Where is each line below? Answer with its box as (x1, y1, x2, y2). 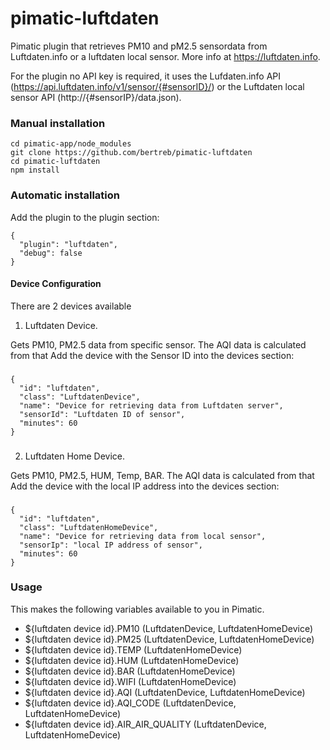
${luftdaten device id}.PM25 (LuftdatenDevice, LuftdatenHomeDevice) (24, 633, 315, 645)
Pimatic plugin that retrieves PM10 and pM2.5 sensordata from (10, 40, 268, 52)
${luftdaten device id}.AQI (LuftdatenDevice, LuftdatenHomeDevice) (24, 686, 306, 698)
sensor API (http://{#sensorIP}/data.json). (10, 91, 182, 103)
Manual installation (10, 116, 106, 130)
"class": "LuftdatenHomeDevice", (19, 522, 159, 532)
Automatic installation (10, 188, 120, 202)
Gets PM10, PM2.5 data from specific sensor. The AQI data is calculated (10, 338, 307, 351)
